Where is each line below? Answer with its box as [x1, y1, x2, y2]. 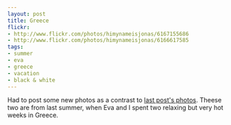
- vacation [7, 70, 40, 77]
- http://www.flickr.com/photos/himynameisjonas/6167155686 [7, 30, 190, 38]
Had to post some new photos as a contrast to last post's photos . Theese [7, 96, 222, 104]
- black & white [7, 76, 55, 84]
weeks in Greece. [7, 111, 59, 119]
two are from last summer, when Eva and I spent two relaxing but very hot [7, 104, 224, 112]
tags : [7, 43, 23, 50]
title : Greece [7, 17, 50, 24]
